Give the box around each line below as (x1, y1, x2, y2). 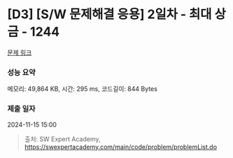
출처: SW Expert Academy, (24, 134, 101, 143)
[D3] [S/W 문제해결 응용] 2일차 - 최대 (7, 6, 212, 22)
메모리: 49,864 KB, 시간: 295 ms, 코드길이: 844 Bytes (7, 85, 157, 93)
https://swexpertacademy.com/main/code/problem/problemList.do (24, 143, 218, 151)
